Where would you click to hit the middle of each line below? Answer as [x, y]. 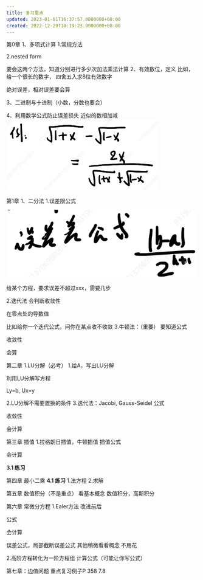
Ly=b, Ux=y [21, 390]
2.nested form [24, 57]
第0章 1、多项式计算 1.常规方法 [45, 44]
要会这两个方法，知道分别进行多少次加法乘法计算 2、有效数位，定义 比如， [100, 69]
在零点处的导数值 [28, 314]
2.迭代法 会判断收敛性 [33, 300]
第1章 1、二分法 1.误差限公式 [41, 201]
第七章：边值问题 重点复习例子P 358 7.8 [56, 571]
